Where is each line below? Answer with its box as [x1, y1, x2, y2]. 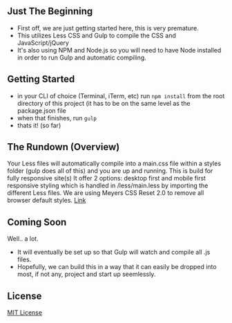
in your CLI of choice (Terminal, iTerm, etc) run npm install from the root [17, 91, 225, 100]
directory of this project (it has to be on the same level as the [17, 99, 191, 107]
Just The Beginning [7, 6, 93, 17]
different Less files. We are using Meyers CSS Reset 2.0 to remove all [7, 189, 204, 197]
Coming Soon [7, 216, 67, 228]
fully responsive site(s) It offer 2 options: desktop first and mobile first [7, 174, 206, 183]
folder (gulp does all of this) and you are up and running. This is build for [7, 167, 213, 175]
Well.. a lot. [7, 234, 39, 243]
